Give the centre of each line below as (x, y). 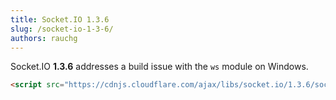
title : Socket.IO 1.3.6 (60, 19)
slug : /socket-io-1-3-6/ (62, 29)
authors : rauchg (44, 38)
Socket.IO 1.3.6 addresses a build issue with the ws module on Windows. (159, 67)
